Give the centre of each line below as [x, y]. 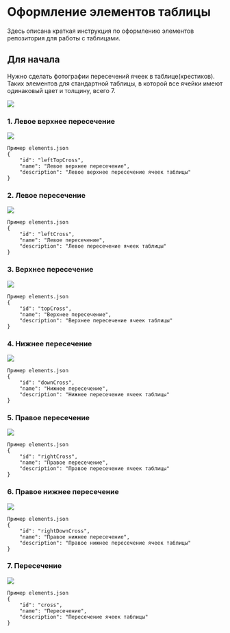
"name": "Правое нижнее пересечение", [75, 537]
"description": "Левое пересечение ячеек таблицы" [93, 246]
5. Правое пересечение [49, 417]
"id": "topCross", [46, 309]
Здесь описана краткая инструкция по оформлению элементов [101, 31]
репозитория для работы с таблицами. [64, 38]
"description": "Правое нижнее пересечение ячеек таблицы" [105, 543]
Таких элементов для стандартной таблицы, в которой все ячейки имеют [115, 83]
